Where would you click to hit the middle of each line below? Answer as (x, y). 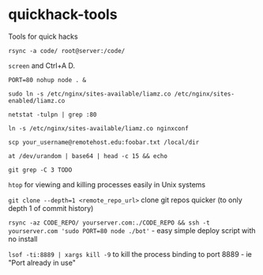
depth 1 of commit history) (51, 208)
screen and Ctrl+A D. (42, 66)
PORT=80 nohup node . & (47, 80)
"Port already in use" (42, 262)
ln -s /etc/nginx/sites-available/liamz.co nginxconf (99, 128)
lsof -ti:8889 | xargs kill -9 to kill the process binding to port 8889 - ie (130, 254)
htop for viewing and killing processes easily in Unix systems (107, 184)
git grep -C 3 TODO (40, 170)
